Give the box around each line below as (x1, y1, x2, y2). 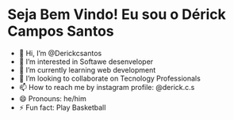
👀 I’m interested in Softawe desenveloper (18, 57, 154, 66)
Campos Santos (7, 22, 114, 40)
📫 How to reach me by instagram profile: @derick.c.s (18, 82, 195, 92)
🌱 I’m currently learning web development (18, 65, 156, 74)
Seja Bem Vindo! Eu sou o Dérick (7, 6, 227, 24)
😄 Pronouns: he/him (18, 93, 86, 103)
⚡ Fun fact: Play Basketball (18, 103, 106, 112)
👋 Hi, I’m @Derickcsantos (18, 48, 102, 58)
